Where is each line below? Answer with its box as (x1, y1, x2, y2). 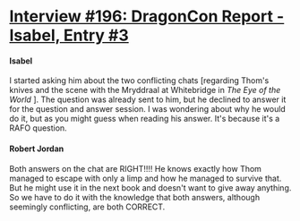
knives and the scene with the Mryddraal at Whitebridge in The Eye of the (9, 85, 281, 96)
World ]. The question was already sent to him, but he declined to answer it (9, 94, 287, 105)
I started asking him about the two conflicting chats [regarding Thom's (9, 75, 270, 86)
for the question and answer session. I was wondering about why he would (9, 104, 287, 115)
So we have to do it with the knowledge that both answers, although (9, 191, 261, 202)
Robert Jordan (9, 143, 64, 154)
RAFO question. (9, 123, 67, 133)
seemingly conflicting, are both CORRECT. (9, 201, 166, 212)
